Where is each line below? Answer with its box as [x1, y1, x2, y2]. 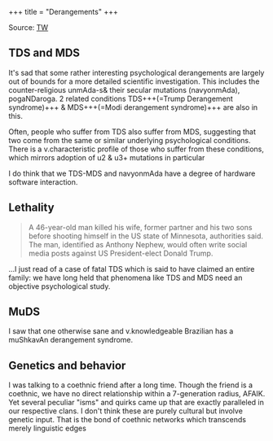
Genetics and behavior [8, 358, 126, 373]
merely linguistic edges [8, 423, 87, 434]
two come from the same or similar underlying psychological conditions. [8, 135, 251, 145]
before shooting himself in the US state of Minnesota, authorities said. [28, 231, 263, 241]
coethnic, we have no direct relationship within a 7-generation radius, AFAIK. [8, 389, 266, 399]
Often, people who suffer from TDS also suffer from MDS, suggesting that [8, 126, 257, 137]
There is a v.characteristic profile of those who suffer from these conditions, [8, 144, 265, 154]
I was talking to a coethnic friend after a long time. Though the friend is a [8, 380, 253, 390]
